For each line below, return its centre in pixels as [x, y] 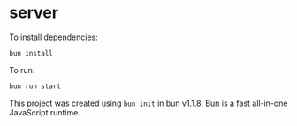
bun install [31, 53]
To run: [22, 70]
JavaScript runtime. [45, 112]
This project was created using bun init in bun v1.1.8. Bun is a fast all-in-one [148, 103]
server [34, 13]
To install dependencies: [54, 37]
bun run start [35, 86]
